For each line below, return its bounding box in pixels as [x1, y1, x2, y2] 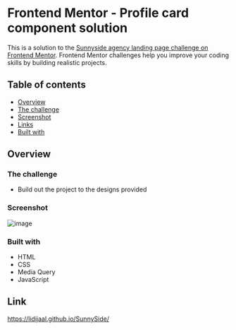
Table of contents [7, 79, 86, 91]
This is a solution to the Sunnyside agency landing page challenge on [7, 43, 209, 52]
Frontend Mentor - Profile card [7, 5, 189, 21]
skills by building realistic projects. [7, 58, 107, 66]
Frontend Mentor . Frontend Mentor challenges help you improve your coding [7, 51, 230, 59]
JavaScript [17, 276, 49, 284]
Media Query [17, 268, 56, 276]
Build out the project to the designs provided [17, 185, 147, 194]
